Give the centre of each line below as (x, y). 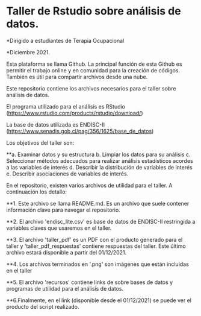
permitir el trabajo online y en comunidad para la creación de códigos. (93, 70)
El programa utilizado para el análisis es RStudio (66, 106)
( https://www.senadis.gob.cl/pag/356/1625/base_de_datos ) (80, 131)
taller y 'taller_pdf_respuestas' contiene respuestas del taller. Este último (96, 246)
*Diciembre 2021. (28, 52)
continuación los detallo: (37, 192)
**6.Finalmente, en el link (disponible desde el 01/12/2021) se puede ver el (99, 300)
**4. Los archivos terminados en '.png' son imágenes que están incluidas (98, 264)
